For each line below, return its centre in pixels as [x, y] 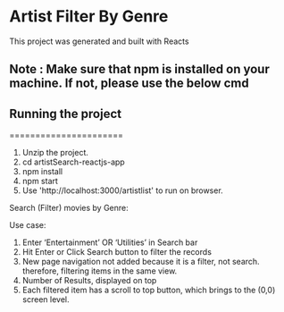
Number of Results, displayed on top [89, 281]
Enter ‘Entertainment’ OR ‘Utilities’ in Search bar [110, 242]
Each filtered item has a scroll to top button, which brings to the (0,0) [149, 290]
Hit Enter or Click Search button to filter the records [117, 252]
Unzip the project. [55, 153]
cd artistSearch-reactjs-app [73, 162]
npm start [40, 181]
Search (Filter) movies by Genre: [69, 208]
